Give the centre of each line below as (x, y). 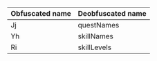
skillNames (96, 36)
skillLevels (95, 47)
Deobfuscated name (112, 13)
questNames (99, 25)
